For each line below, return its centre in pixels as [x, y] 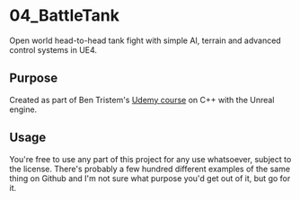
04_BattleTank [64, 16]
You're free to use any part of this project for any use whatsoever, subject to [150, 159]
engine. [23, 109]
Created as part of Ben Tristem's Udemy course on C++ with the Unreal [142, 100]
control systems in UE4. [53, 49]
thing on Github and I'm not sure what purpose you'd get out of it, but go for [150, 178]
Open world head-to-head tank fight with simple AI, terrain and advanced [145, 40]
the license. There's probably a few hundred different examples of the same [150, 169]
